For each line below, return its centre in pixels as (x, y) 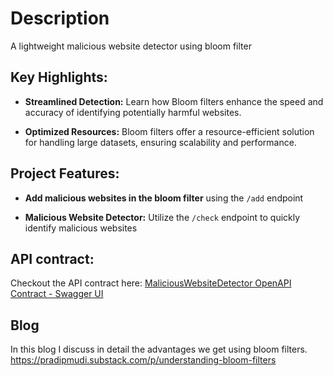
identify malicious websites (81, 228)
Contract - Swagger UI (57, 294)
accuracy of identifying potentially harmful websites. (133, 112)
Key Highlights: (59, 77)
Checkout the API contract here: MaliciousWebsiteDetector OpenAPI (151, 283)
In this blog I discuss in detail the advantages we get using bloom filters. (159, 349)
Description (60, 18)
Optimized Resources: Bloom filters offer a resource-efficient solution (169, 131)
